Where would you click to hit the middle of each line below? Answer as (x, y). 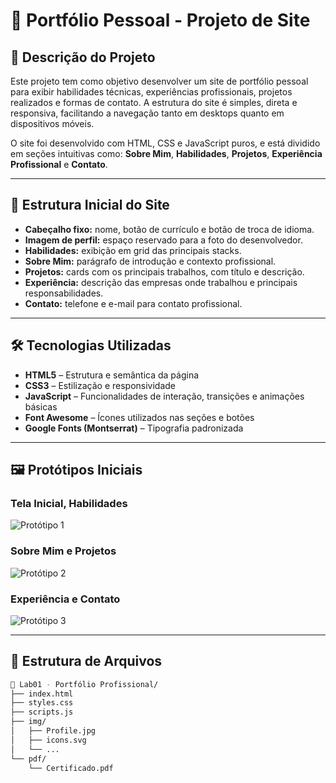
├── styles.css (42, 703)
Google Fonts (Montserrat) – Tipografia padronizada (134, 428)
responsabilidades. (64, 293)
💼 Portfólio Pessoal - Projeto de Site (160, 20)
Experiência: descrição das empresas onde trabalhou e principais (161, 282)
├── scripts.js (42, 712)
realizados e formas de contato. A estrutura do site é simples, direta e (154, 102)
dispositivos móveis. (52, 123)
